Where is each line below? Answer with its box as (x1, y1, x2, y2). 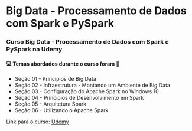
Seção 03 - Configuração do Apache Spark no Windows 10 (14, 88, 160, 95)
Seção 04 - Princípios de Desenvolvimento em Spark (14, 94, 144, 101)
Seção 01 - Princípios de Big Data (14, 76, 96, 83)
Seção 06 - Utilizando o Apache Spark (14, 107, 109, 114)
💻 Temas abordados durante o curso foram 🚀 (6, 60, 120, 67)
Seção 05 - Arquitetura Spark (14, 100, 87, 107)
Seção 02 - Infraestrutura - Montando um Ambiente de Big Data (14, 81, 170, 89)
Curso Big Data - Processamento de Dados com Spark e (6, 38, 170, 46)
